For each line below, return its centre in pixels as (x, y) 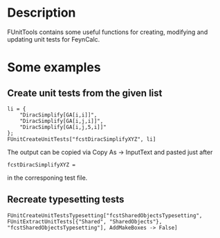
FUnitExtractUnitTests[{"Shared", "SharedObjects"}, (85, 221)
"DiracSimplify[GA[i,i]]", (58, 115)
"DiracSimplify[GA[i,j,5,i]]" (63, 127)
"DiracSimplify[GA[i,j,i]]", (62, 121)
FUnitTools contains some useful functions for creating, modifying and (108, 32)
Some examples (54, 68)
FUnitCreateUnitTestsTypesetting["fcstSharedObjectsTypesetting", (105, 215)
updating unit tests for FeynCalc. (54, 39)
